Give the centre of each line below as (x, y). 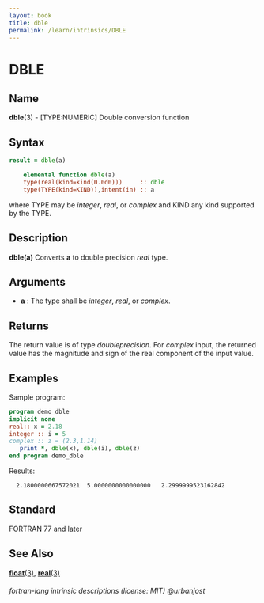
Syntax (27, 142)
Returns (29, 326)
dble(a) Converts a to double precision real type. (89, 257)
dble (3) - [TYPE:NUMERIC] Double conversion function (99, 118)
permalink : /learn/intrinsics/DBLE (68, 30)
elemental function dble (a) (69, 175)
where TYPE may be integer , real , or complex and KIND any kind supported (132, 205)
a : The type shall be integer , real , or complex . (95, 301)
